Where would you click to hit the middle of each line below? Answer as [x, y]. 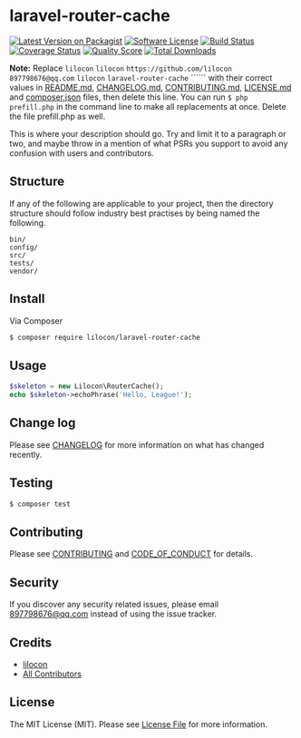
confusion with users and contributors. [82, 153]
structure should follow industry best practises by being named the [135, 213]
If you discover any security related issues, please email [114, 605]
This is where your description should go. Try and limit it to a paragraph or [148, 133]
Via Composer [36, 320]
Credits [31, 642]
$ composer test [40, 504]
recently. [26, 454]
